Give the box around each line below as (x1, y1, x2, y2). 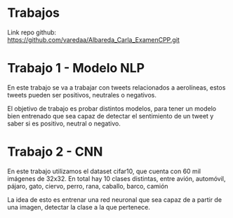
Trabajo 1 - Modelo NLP (7, 60, 145, 76)
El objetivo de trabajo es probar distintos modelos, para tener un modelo (7, 104, 216, 113)
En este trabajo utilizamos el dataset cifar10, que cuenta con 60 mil (7, 167, 201, 175)
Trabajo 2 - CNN (7, 144, 103, 160)
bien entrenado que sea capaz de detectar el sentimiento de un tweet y (7, 111, 214, 120)
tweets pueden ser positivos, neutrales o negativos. (7, 90, 157, 99)
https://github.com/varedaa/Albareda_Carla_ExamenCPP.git (7, 35, 180, 43)
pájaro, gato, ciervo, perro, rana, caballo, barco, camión (7, 182, 168, 190)
